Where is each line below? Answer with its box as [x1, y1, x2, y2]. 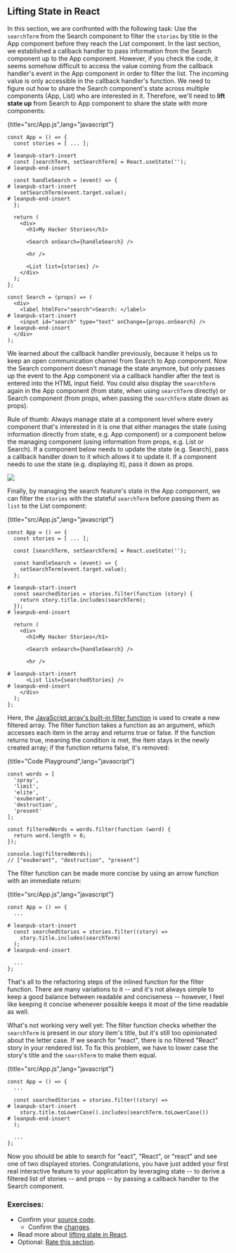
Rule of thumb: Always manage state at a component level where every [7, 415, 214, 423]
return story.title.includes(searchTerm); [20, 596, 146, 603]
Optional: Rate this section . [17, 1238, 96, 1247]
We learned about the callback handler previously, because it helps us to [7, 349, 218, 357]
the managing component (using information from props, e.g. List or [7, 437, 204, 446]
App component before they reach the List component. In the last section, [7, 39, 221, 48]
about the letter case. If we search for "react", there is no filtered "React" [7, 1036, 218, 1044]
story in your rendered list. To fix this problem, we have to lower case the [7, 1043, 218, 1052]
